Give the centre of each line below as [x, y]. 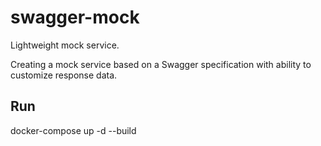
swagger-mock [75, 17]
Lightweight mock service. [65, 45]
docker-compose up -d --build [73, 130]
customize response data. [64, 75]
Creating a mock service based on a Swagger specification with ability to [161, 64]
